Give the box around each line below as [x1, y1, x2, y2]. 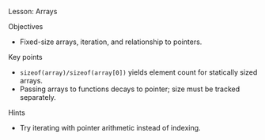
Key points [8, 53, 44, 61]
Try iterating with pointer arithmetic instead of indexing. [19, 123, 201, 132]
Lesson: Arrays [8, 7, 58, 16]
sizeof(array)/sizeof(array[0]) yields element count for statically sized [19, 68, 258, 77]
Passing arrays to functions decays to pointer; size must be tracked [19, 84, 240, 94]
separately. [19, 93, 57, 101]
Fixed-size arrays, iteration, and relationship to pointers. [19, 37, 203, 46]
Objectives [8, 22, 44, 31]
